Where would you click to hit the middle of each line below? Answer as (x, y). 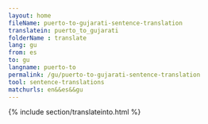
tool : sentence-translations (56, 82)
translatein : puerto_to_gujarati (64, 30)
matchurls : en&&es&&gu (46, 89)
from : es (23, 52)
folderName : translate (48, 38)
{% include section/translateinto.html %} (75, 112)
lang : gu (23, 45)
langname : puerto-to (42, 68)
